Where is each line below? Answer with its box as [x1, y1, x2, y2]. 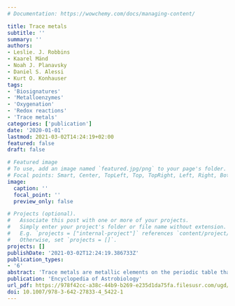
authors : [7, 43, 33, 50]
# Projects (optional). [7, 210, 77, 217]
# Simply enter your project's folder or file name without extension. [7, 224, 227, 231]
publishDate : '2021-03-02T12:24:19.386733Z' [7, 249, 139, 256]
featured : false [7, 140, 55, 147]
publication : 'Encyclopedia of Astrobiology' [7, 275, 142, 283]
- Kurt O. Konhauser [7, 75, 68, 82]
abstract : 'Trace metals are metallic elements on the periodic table [7, 269, 218, 276]
